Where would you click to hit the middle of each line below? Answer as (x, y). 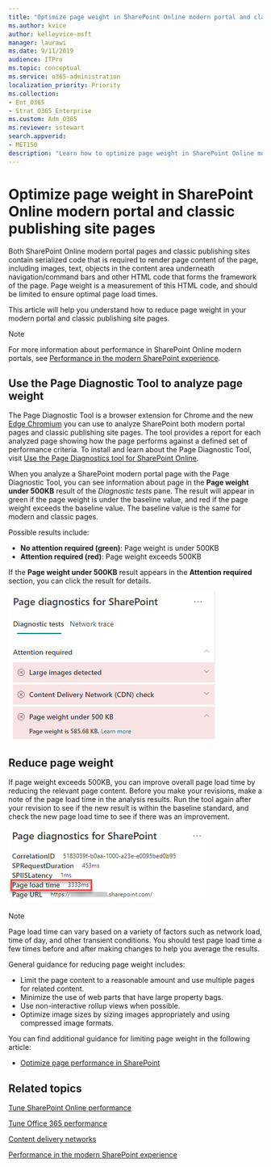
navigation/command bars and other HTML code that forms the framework (133, 277)
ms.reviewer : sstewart (46, 128)
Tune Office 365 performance (58, 1123)
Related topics (45, 1088)
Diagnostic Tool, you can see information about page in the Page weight (129, 483)
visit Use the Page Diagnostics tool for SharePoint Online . (104, 458)
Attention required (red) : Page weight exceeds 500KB (110, 556)
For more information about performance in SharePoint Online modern (125, 349)
